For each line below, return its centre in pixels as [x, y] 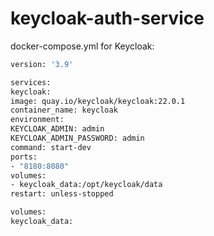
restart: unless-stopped [62, 194]
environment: [37, 120]
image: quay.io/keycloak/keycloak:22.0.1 [98, 101]
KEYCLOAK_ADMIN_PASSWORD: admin [77, 138]
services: [31, 82]
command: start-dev [51, 147]
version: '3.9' [42, 64]
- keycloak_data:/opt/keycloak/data [86, 185]
